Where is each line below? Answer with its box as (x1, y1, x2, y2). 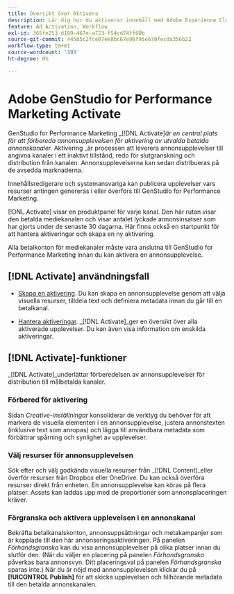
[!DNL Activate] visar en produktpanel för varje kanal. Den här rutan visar (8, 207, 217, 216)
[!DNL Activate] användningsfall (8, 271, 150, 282)
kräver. (8, 495, 28, 504)
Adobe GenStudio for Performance (8, 91, 212, 107)
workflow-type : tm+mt (8, 42, 71, 49)
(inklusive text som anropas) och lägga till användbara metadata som (8, 425, 206, 434)
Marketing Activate (8, 105, 122, 121)
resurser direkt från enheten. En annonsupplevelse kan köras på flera (8, 480, 206, 489)
